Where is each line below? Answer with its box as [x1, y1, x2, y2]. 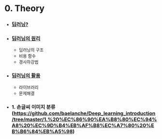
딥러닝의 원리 [11, 35, 41, 42]
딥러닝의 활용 [11, 72, 41, 79]
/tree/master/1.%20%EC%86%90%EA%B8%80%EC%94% [11, 116, 157, 123]
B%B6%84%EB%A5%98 [11, 128, 73, 135]
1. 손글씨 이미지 [11, 103, 45, 110]
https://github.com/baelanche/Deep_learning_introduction [13, 110, 156, 116]
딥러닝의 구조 [18, 47, 44, 53]
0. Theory [4, 3, 44, 14]
